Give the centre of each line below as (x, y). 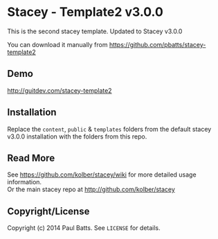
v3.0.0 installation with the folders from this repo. (77, 136)
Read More (31, 158)
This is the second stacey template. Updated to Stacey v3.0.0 (95, 31)
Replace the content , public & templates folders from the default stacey (109, 129)
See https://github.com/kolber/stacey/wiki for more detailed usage (102, 175)
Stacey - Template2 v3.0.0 (85, 12)
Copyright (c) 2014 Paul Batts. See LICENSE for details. (84, 228)
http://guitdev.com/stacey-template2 (60, 90)
